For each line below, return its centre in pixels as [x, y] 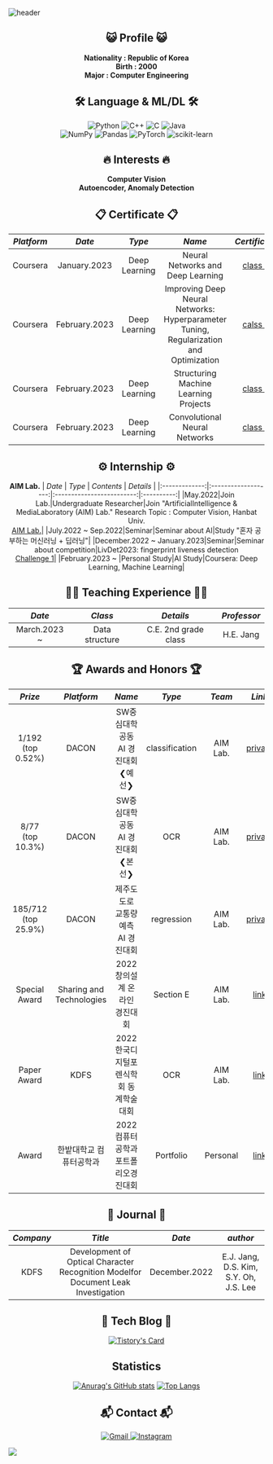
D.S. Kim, [240, 1267]
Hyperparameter [195, 319]
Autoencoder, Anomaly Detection [136, 188]
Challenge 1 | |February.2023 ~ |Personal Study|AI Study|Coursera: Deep [136, 559]
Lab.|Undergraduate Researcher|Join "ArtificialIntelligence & [136, 503]
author [240, 1238]
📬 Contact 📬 [136, 1412]
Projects [195, 404]
